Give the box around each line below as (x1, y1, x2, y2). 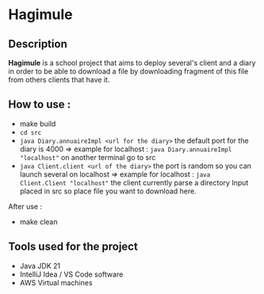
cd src (19, 128, 42, 136)
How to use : (8, 97, 71, 112)
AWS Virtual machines (19, 277, 93, 287)
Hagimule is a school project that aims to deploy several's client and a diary (8, 58, 256, 67)
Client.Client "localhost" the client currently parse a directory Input (19, 178, 249, 187)
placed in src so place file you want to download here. (19, 186, 197, 196)
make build (19, 119, 56, 128)
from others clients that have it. (8, 75, 110, 84)
